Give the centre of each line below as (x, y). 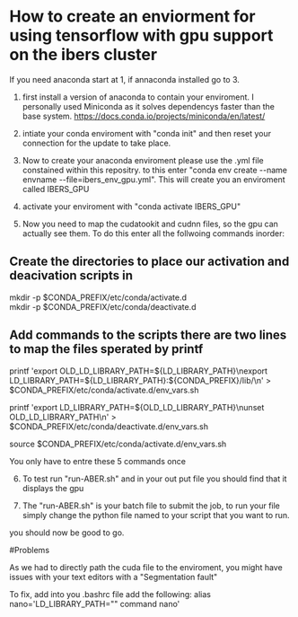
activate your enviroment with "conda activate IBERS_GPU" (131, 206)
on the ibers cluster (83, 55)
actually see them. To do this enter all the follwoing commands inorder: (153, 233)
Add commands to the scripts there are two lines (148, 335)
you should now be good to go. (67, 533)
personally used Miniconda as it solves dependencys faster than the (149, 106)
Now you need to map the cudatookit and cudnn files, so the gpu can (150, 224)
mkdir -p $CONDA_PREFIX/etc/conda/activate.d (98, 297)
